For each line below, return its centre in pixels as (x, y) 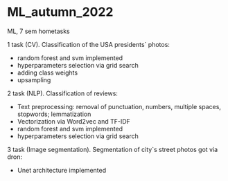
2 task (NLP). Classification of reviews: (62, 93)
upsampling (34, 79)
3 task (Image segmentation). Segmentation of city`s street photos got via (113, 149)
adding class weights (47, 73)
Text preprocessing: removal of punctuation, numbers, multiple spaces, (119, 106)
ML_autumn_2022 (60, 12)
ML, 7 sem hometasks (39, 31)
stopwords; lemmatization (54, 114)
